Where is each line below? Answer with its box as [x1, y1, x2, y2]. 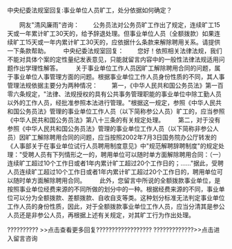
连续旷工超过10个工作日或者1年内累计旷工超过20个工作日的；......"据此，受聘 [7, 159, 224, 167]
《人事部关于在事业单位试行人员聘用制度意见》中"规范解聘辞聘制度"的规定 [7, 142, 219, 150]
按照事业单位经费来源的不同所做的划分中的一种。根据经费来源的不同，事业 [7, 185, 219, 193]
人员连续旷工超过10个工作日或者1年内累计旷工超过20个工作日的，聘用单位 [7, 168, 217, 176]
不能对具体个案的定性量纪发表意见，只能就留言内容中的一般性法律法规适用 [7, 55, 219, 64]
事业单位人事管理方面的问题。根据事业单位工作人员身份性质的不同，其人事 [12, 73, 225, 81]
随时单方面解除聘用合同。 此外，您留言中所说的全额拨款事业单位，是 [12, 176, 221, 185]
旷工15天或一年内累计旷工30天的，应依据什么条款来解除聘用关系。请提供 [12, 38, 221, 46]
